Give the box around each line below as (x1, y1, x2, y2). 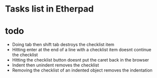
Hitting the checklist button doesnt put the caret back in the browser (12, 57, 149, 63)
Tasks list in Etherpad (5, 3, 94, 15)
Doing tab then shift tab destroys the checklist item (12, 42, 115, 47)
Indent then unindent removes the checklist (12, 62, 99, 68)
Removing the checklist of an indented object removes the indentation (12, 67, 153, 73)
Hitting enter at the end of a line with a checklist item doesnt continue (12, 47, 152, 53)
